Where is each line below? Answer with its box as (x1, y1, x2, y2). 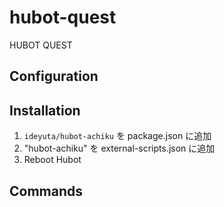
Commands (9, 182, 84, 200)
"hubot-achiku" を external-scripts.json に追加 (23, 142, 216, 155)
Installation (9, 102, 81, 119)
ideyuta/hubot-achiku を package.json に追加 (23, 130, 212, 142)
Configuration (9, 68, 99, 85)
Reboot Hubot (23, 154, 82, 166)
